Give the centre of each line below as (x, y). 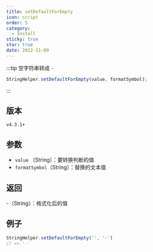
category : (18, 28)
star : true (20, 45)
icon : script (22, 17)
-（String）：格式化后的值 (37, 203)
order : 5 (17, 23)
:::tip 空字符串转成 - (30, 68)
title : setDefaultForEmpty (40, 12)
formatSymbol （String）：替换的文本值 (60, 168)
